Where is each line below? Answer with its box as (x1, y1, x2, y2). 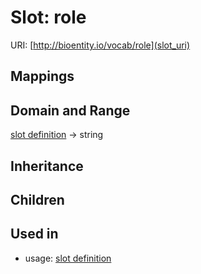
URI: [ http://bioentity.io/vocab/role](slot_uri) (10, 39, 191, 51)
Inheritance (10, 157, 84, 175)
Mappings (10, 68, 75, 85)
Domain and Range (10, 102, 131, 119)
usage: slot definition (24, 252, 112, 264)
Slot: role (10, 6, 87, 29)
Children (10, 191, 65, 208)
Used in (10, 226, 59, 243)
